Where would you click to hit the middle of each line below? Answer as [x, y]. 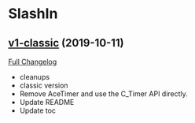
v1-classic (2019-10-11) [66, 43]
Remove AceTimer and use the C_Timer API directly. [104, 94]
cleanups [34, 77]
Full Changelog [33, 61]
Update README [47, 102]
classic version [44, 85]
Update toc [38, 110]
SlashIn [33, 14]
